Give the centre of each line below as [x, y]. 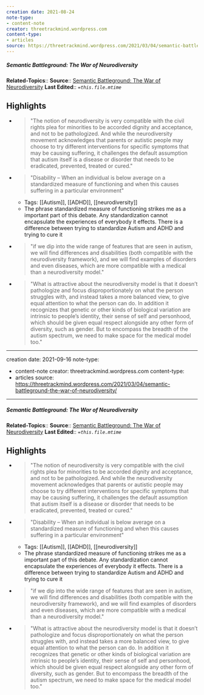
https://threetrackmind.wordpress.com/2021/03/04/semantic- [93, 384]
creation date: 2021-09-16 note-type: [53, 359]
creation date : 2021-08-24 [40, 12]
